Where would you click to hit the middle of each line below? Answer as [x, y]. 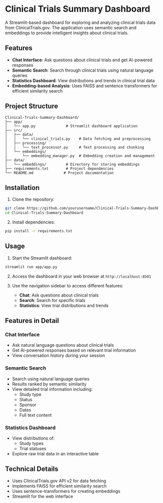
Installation [22, 188]
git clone [15, 208]
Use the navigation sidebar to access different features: [68, 285]
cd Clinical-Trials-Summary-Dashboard [44, 213]
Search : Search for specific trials [52, 300]
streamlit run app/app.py [31, 267]
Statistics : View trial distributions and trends [64, 305]
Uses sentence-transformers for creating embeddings [66, 491]
